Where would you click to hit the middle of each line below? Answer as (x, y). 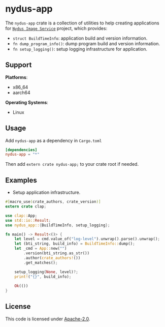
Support (19, 65)
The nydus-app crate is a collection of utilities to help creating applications (82, 23)
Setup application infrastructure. (46, 192)
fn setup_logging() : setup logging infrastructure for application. (80, 49)
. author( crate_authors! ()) (52, 258)
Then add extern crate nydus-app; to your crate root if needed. (72, 164)
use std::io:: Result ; (28, 220)
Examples (21, 180)
